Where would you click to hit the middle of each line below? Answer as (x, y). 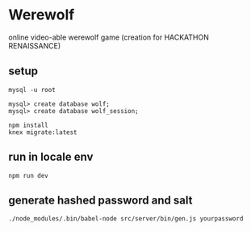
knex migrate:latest (43, 132)
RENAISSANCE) (35, 45)
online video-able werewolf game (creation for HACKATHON (109, 37)
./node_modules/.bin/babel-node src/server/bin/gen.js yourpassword (126, 219)
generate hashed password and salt (100, 200)
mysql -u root (32, 90)
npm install (28, 125)
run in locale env (51, 157)
